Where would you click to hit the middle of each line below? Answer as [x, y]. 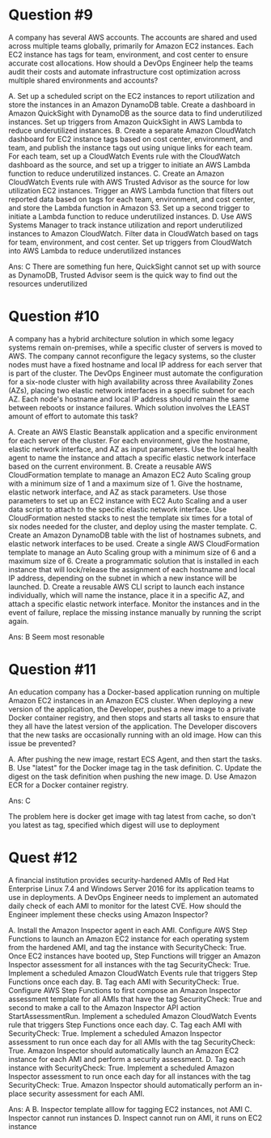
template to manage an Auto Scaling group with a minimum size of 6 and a [132, 552]
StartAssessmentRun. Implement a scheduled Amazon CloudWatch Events [133, 1016]
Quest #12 [43, 858]
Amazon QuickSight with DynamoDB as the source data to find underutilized [135, 113]
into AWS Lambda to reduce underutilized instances [95, 251]
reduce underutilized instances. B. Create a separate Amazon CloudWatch [132, 130]
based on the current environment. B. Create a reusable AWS [110, 466]
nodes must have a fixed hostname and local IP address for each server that [135, 364]
